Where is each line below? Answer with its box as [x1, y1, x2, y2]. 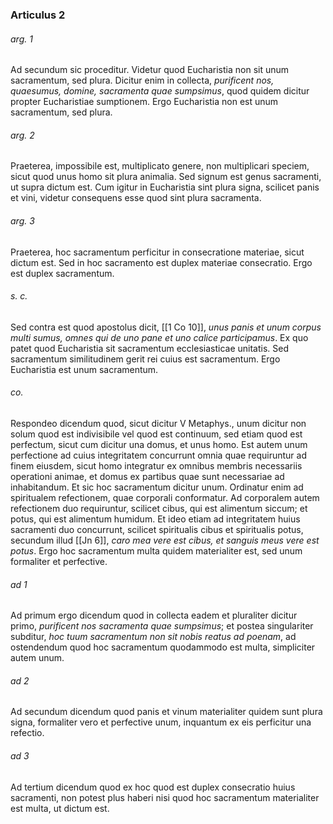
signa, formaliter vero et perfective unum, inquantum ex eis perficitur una [10, 716, 312, 728]
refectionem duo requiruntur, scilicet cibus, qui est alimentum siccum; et [10, 502, 308, 514]
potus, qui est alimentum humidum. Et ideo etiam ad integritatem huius [10, 513, 301, 525]
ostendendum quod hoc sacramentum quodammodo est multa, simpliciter [10, 641, 316, 653]
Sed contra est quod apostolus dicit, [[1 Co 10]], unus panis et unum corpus [10, 321, 322, 333]
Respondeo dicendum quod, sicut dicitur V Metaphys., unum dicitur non [10, 417, 307, 429]
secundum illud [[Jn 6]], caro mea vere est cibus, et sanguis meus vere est [10, 534, 320, 546]
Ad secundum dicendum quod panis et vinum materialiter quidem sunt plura [10, 706, 323, 718]
